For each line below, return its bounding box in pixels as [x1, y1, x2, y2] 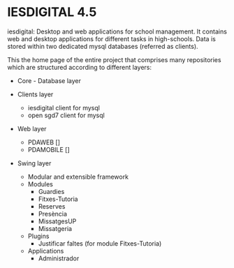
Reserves [38, 202, 66, 210]
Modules [27, 179, 54, 188]
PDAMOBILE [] [27, 145, 70, 154]
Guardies [38, 187, 65, 195]
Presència [38, 209, 68, 218]
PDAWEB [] [27, 137, 61, 147]
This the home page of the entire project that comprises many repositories [7, 55, 221, 64]
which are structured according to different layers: [7, 63, 152, 71]
